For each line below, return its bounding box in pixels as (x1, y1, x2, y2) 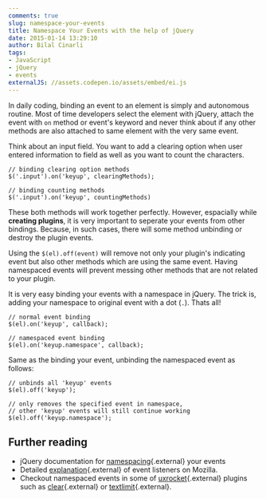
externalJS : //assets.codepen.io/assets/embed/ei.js (8, 78, 187, 86)
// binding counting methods (8, 186, 105, 194)
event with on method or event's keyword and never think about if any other (8, 117, 256, 127)
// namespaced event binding (8, 334, 105, 342)
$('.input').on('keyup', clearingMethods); (8, 172, 155, 180)
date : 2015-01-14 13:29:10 (8, 34, 98, 42)
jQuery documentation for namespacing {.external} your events (19, 457, 226, 466)
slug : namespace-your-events (8, 19, 105, 27)
